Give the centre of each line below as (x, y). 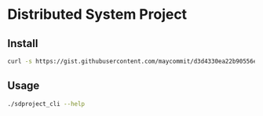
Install (23, 43)
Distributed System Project (97, 14)
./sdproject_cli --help (46, 103)
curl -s (20, 61)
